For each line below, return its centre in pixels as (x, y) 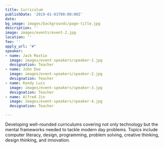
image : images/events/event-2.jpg (41, 33)
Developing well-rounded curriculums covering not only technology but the (82, 124)
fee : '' (13, 42)
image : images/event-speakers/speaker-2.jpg (56, 74)
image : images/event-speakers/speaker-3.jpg (56, 88)
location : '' (19, 37)
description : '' (22, 28)
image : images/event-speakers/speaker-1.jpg (56, 60)
